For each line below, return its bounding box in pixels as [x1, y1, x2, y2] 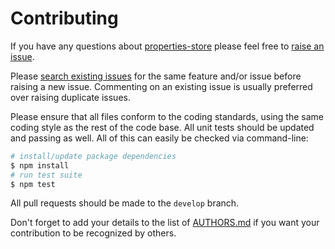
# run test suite [10, 170, 83, 180]
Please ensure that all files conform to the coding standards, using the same [10, 110, 324, 122]
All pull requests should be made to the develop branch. [10, 197, 240, 209]
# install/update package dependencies [10, 151, 177, 161]
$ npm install [10, 160, 70, 171]
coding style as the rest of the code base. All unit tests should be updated [10, 121, 315, 133]
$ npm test [10, 179, 56, 189]
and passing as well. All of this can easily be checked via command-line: [10, 132, 309, 144]
